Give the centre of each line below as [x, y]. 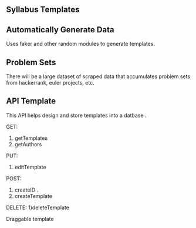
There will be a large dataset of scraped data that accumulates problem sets [98, 76]
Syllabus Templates [43, 10]
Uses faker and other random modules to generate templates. [81, 44]
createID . [26, 190]
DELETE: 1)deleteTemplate [38, 207]
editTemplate [30, 167]
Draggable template [30, 219]
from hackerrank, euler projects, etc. [50, 83]
